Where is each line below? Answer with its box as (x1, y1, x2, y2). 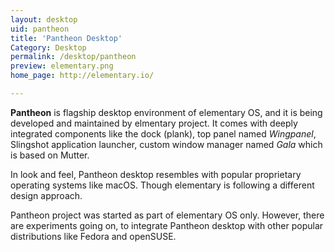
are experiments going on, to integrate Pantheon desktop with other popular (10, 219, 324, 231)
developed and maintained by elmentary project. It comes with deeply (10, 117, 298, 129)
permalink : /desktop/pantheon (10, 52, 137, 62)
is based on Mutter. (10, 149, 90, 161)
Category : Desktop (10, 42, 87, 53)
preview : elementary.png (10, 61, 114, 71)
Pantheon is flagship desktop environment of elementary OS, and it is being (10, 106, 323, 118)
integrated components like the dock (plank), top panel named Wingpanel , (10, 127, 317, 140)
